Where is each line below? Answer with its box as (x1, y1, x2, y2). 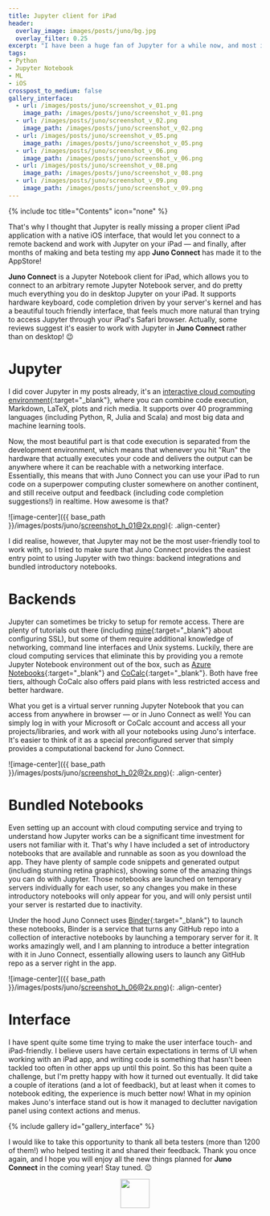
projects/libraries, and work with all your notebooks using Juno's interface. (8, 726, 256, 736)
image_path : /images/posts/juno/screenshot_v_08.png (22, 169, 203, 177)
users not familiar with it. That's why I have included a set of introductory (8, 840, 251, 849)
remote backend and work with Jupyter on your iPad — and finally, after (8, 239, 247, 248)
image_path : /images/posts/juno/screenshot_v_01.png (22, 110, 203, 118)
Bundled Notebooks (8, 795, 144, 814)
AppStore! (8, 255, 42, 266)
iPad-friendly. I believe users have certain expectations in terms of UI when (8, 1045, 258, 1056)
